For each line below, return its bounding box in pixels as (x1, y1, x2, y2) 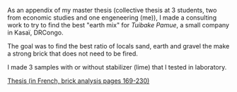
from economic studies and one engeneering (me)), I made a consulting (7, 13, 217, 22)
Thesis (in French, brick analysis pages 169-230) (7, 77, 150, 85)
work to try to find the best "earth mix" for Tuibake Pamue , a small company (7, 21, 230, 29)
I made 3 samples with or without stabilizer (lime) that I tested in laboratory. (7, 63, 227, 71)
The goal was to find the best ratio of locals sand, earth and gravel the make (7, 42, 230, 50)
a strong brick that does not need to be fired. (7, 49, 138, 58)
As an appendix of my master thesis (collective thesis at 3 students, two (7, 6, 217, 14)
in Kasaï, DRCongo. (7, 28, 64, 37)
